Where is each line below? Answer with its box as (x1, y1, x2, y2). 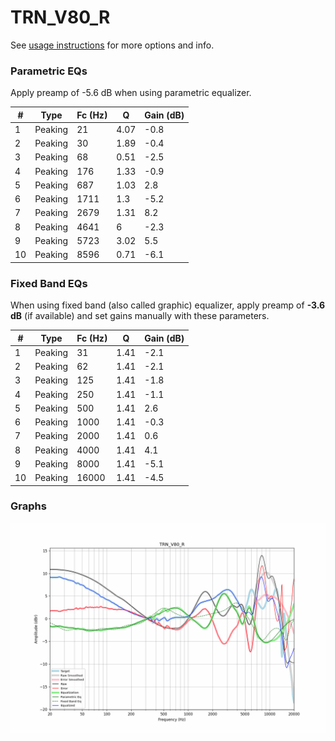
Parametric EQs (10, 64, 88, 78)
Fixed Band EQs (10, 276, 88, 290)
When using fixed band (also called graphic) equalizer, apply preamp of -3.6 (10, 299, 326, 311)
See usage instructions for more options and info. (10, 39, 215, 51)
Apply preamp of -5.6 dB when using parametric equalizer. (10, 87, 252, 99)
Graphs (10, 499, 47, 513)
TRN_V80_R (10, 6, 111, 29)
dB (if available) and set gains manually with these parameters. (10, 310, 270, 322)
